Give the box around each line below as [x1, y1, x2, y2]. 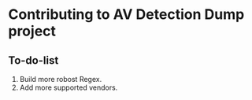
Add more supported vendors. [19, 83, 118, 92]
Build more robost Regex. [19, 75, 102, 83]
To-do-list [8, 54, 59, 67]
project [8, 22, 57, 40]
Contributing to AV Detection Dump [8, 6, 245, 24]
